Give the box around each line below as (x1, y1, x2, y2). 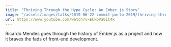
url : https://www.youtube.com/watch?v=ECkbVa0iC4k (5, 17, 115, 22)
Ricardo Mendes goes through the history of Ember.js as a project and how (5, 31, 163, 37)
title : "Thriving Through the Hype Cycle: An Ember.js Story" (5, 7, 140, 13)
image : (5, 12, 19, 17)
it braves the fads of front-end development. (5, 36, 99, 42)
